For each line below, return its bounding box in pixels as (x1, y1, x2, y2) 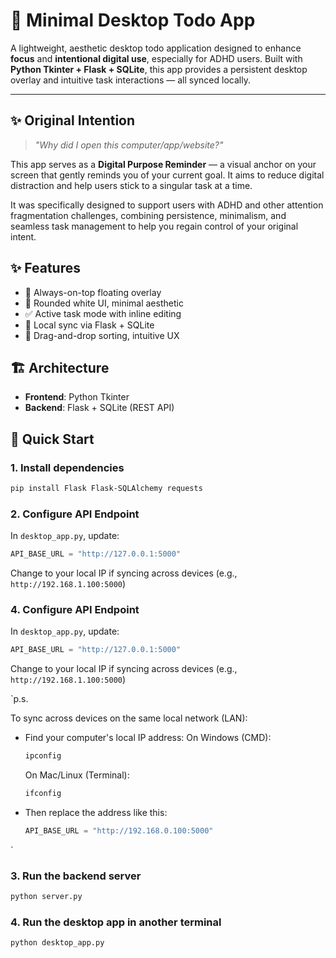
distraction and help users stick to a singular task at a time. (10, 179, 253, 191)
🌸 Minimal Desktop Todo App (10, 9, 256, 32)
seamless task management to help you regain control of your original (10, 220, 299, 232)
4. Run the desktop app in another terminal (10, 915, 222, 929)
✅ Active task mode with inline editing (24, 307, 182, 319)
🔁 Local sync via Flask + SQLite (24, 319, 155, 331)
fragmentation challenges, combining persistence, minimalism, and (10, 209, 287, 221)
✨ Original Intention (10, 112, 136, 129)
